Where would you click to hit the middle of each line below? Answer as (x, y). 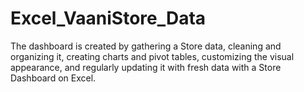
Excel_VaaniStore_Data (108, 18)
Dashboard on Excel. (53, 78)
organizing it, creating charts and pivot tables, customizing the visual (152, 56)
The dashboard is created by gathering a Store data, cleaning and (146, 46)
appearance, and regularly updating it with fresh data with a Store (146, 67)
